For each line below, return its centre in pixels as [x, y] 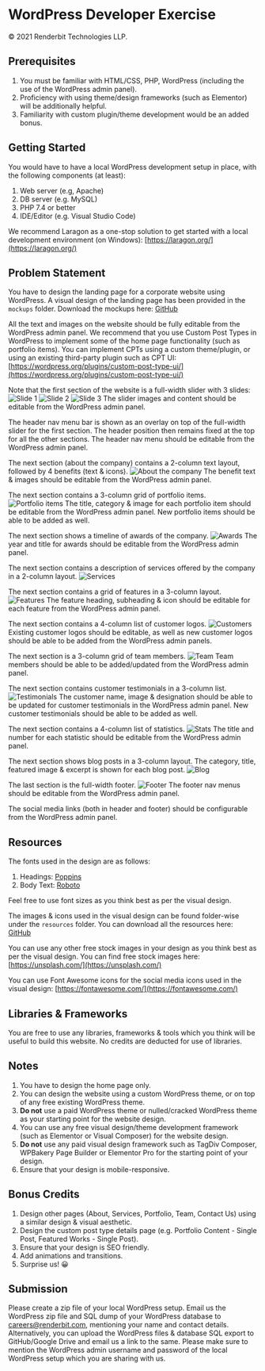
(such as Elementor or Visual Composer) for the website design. [124, 1135]
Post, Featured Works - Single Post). [79, 1239]
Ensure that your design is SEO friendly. [84, 1247]
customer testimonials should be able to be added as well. [103, 714]
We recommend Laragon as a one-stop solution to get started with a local [128, 231]
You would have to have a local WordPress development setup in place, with [132, 167]
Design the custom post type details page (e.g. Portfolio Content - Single [138, 1230]
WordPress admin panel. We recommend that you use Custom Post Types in [132, 333]
